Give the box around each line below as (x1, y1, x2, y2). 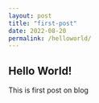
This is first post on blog (8, 85, 89, 95)
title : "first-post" (8, 19, 78, 27)
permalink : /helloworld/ (8, 34, 92, 43)
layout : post (8, 11, 52, 20)
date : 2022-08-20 (8, 27, 67, 35)
